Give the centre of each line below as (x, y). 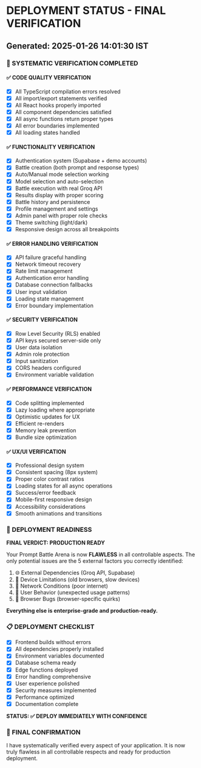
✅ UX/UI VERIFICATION (36, 451)
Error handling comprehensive (53, 676)
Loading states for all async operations (64, 486)
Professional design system (49, 466)
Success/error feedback (46, 493)
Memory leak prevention (46, 430)
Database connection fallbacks (54, 285)
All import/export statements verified (61, 98)
